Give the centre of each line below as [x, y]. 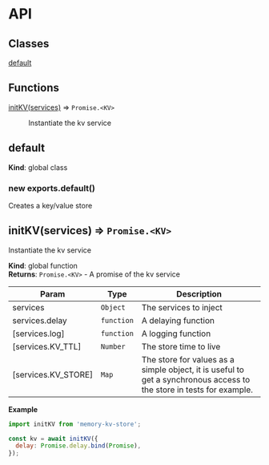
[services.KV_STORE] [53, 374]
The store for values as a [188, 359]
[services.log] [38, 334]
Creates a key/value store [50, 205]
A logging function [176, 334]
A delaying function [178, 320]
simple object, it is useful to [193, 370]
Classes [29, 44]
